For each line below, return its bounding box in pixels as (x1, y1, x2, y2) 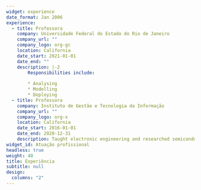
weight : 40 (6, 152, 33, 158)
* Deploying (28, 92, 58, 98)
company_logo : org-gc (17, 42, 71, 48)
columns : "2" (11, 175, 44, 181)
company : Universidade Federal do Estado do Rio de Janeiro (17, 31, 170, 37)
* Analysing (28, 81, 58, 87)
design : (6, 169, 26, 176)
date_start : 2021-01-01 (17, 53, 77, 59)
